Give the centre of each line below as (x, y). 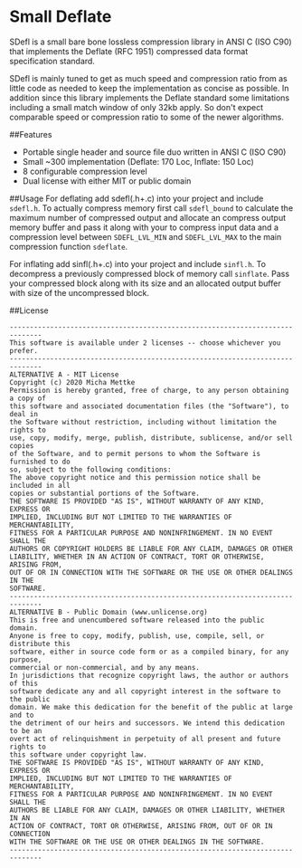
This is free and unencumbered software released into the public (137, 620)
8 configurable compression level (85, 171)
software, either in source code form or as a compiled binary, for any (149, 652)
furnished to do (40, 462)
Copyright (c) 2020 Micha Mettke (72, 382)
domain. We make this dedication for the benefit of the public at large (151, 707)
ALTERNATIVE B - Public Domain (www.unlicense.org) (109, 612)
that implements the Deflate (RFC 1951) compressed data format (129, 51)
